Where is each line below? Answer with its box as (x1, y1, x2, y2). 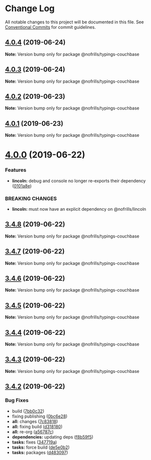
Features (5, 166, 27, 173)
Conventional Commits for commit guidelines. (5, 24, 96, 30)
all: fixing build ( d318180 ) (12, 423, 63, 429)
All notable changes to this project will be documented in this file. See (5, 19, 144, 25)
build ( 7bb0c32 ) (12, 408, 45, 414)
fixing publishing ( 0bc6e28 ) (12, 413, 68, 419)
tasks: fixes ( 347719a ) (12, 439, 57, 445)
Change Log (5, 3, 55, 14)
